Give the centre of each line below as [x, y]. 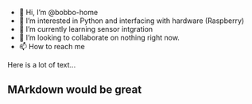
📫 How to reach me [52, 46]
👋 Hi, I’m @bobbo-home [58, 12]
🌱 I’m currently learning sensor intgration [86, 29]
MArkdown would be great [75, 90]
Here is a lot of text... [42, 65]
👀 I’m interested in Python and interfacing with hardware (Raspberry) [132, 21]
